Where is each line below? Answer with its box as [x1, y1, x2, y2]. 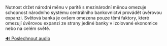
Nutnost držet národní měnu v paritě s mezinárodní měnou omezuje [5, 4, 147, 10]
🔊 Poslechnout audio [5, 35, 51, 41]
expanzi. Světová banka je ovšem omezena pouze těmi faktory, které [5, 15, 149, 20]
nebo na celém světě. [5, 25, 51, 31]
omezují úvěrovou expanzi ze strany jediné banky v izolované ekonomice [5, 20, 158, 26]
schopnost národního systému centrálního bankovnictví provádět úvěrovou [5, 9, 162, 15]
